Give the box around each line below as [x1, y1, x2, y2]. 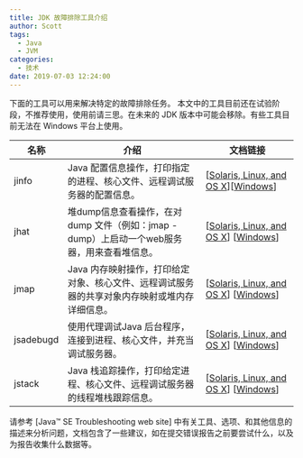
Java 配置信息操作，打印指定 [67, 161, 190, 174]
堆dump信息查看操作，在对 [67, 205, 183, 217]
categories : [9, 55, 54, 64]
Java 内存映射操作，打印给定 [67, 262, 190, 275]
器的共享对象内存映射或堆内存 [67, 289, 195, 302]
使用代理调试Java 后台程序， [67, 320, 190, 333]
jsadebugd [14, 333, 60, 345]
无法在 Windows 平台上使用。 [16, 120, 128, 131]
